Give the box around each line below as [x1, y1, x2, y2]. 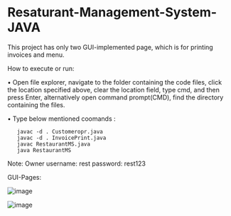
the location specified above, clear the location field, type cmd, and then [7, 85, 220, 94]
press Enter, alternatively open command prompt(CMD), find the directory [7, 93, 224, 102]
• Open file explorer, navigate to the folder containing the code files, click [7, 77, 222, 86]
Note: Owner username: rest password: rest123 [7, 159, 146, 168]
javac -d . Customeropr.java [16, 128, 103, 135]
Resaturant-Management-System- [7, 4, 217, 21]
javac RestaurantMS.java [16, 140, 91, 148]
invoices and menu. [7, 50, 65, 59]
